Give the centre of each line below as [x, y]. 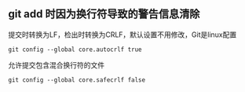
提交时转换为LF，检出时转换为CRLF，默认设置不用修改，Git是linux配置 [122, 35]
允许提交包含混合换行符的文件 [56, 64]
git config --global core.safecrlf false [77, 80]
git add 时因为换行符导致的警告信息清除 [104, 14]
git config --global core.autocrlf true [75, 50]
